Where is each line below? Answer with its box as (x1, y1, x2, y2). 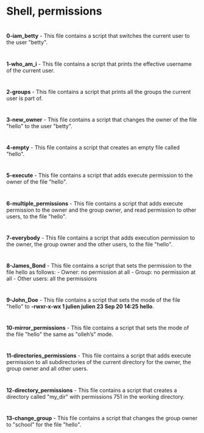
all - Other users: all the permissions (6, 274, 97, 282)
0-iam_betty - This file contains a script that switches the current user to (6, 32, 190, 40)
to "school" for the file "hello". (6, 421, 82, 428)
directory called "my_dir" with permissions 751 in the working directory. (6, 393, 185, 400)
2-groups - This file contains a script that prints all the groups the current (6, 88, 191, 95)
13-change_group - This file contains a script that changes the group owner (6, 414, 198, 421)
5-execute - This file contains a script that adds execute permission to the (6, 172, 193, 179)
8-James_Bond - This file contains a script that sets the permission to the (6, 262, 192, 269)
